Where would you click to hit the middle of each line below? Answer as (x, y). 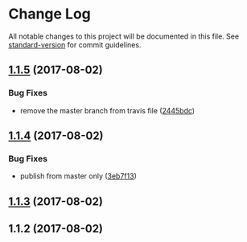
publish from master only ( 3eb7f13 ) (78, 176)
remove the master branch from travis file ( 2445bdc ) (107, 110)
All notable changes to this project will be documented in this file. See (124, 36)
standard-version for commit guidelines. (75, 44)
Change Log (49, 14)
